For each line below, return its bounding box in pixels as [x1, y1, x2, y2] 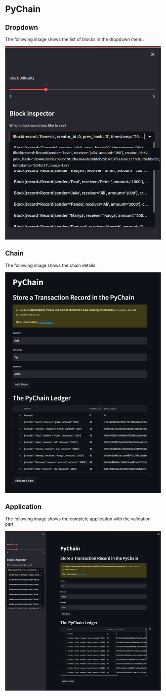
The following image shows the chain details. [5, 262, 97, 268]
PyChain [5, 3, 41, 15]
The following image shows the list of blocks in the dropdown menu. [5, 36, 144, 42]
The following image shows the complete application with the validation [5, 516, 151, 522]
